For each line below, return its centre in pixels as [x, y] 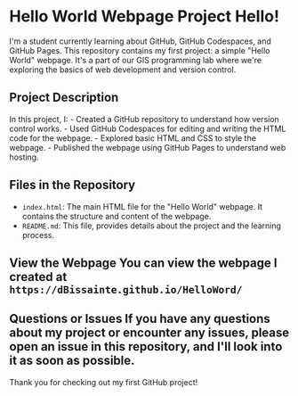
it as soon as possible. [72, 361]
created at [38, 277]
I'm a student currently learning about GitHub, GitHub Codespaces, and [140, 41]
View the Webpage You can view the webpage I [143, 263]
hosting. [24, 157]
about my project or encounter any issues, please [149, 333]
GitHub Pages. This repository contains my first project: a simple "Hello [140, 50]
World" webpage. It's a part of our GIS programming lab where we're [136, 60]
